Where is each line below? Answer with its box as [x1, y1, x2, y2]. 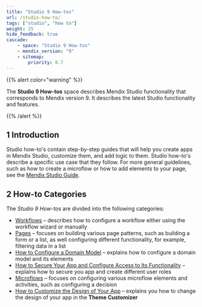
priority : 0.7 [28, 59, 64, 65]
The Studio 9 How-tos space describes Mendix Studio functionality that [6, 88, 186, 95]
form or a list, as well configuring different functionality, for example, [15, 236, 186, 244]
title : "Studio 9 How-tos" [6, 8, 74, 15]
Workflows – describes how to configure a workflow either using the [15, 217, 186, 224]
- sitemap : [17, 54, 45, 60]
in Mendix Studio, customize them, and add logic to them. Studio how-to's [6, 152, 191, 160]
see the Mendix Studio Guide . [6, 172, 80, 179]
